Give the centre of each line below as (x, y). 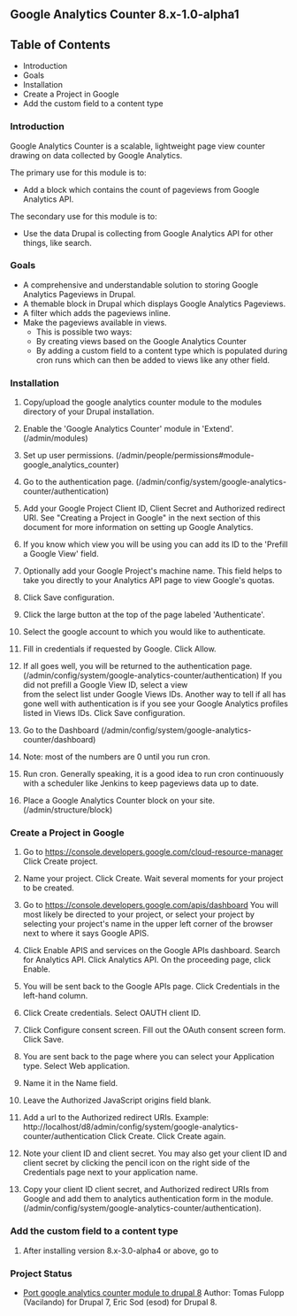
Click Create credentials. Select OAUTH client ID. (112, 1013)
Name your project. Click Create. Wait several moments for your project (153, 879)
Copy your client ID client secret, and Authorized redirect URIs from (145, 1189)
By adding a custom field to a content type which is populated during (162, 350)
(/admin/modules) (55, 438)
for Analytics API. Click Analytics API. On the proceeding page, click (147, 960)
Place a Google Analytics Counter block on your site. (119, 801)
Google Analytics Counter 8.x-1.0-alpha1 (125, 15)
